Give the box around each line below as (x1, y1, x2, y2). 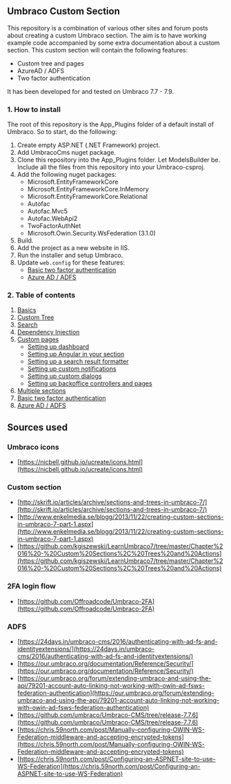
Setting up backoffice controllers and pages (27, 379, 153, 388)
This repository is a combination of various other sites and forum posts (7, 23, 209, 32)
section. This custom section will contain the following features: (7, 46, 188, 54)
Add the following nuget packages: (17, 171, 117, 179)
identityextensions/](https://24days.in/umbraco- (17, 644, 155, 653)
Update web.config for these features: (17, 258, 125, 267)
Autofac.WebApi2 (27, 214, 78, 223)
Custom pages (17, 335, 59, 344)
